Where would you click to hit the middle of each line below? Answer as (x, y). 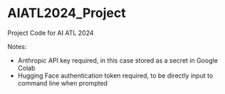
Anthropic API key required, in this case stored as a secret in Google (118, 60)
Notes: (17, 46)
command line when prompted (63, 83)
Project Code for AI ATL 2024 (51, 33)
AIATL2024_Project (67, 13)
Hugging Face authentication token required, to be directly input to (115, 75)
